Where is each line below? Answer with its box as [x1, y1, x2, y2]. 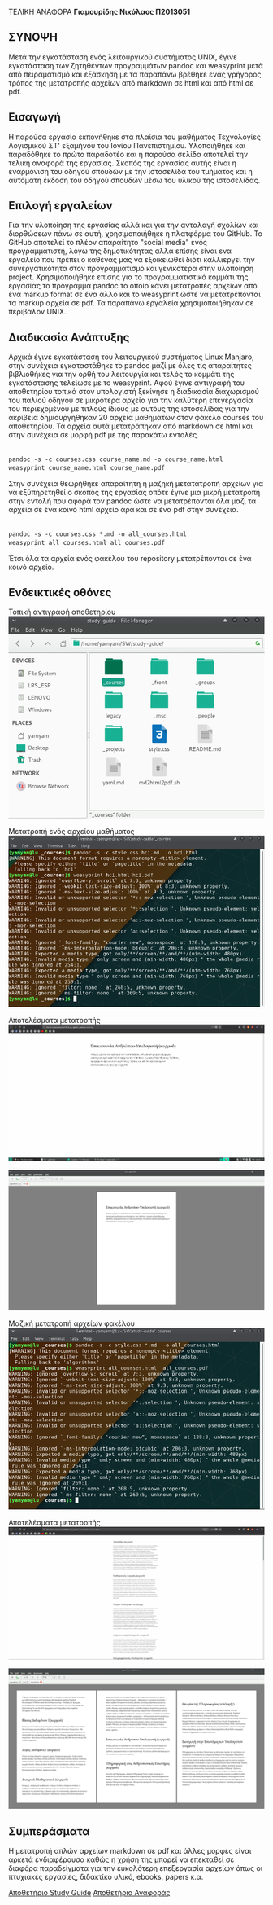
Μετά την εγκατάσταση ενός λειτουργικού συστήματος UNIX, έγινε [8, 52, 238, 62]
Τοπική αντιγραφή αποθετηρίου [8, 607, 116, 617]
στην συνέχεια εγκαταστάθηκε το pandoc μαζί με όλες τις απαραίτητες [8, 361, 252, 371]
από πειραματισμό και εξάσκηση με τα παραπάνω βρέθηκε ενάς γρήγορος [8, 69, 262, 79]
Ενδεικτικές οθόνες [8, 586, 112, 599]
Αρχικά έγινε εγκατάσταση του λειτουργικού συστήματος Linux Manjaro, [8, 352, 254, 362]
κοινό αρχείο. [8, 562, 54, 572]
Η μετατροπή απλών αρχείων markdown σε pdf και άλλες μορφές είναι [8, 1846, 252, 1856]
